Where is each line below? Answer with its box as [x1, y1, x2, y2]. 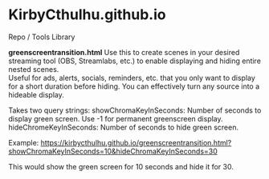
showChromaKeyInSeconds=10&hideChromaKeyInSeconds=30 [8, 146, 218, 156]
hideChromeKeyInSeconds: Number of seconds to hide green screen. [8, 122, 239, 132]
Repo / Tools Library [8, 32, 75, 42]
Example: [8, 137, 39, 147]
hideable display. [8, 89, 64, 99]
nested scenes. [8, 64, 59, 74]
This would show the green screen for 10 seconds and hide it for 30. [8, 161, 234, 171]
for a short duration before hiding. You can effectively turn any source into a [8, 82, 260, 91]
